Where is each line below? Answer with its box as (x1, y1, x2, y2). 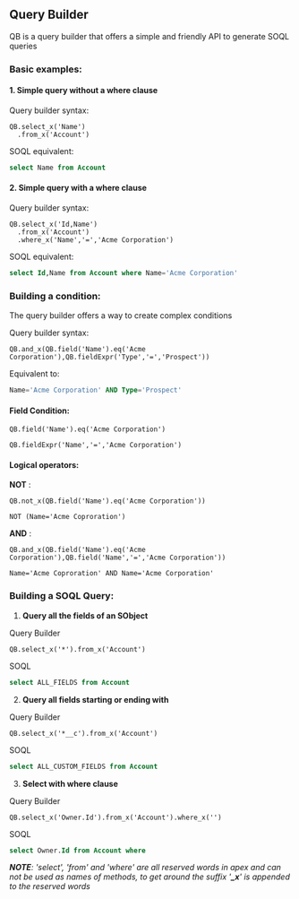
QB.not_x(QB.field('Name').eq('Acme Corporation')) (9, 497, 206, 506)
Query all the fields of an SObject (21, 609, 149, 621)
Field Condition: (9, 405, 70, 416)
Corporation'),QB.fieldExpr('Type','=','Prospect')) (9, 353, 210, 362)
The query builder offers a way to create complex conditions (9, 310, 233, 321)
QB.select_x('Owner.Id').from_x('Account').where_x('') (9, 813, 222, 822)
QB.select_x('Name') (9, 122, 87, 131)
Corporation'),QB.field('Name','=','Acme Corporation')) (9, 553, 226, 563)
